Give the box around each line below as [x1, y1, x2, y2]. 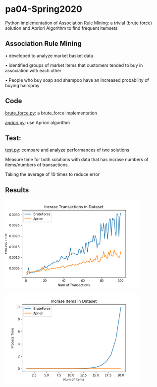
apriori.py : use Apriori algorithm [5, 119, 70, 125]
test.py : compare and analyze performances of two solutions [5, 147, 130, 153]
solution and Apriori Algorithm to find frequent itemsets [5, 25, 118, 31]
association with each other [5, 67, 62, 73]
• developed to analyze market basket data [5, 53, 93, 58]
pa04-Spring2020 [5, 3, 83, 15]
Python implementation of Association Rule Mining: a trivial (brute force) [5, 20, 153, 26]
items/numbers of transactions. [5, 162, 69, 168]
